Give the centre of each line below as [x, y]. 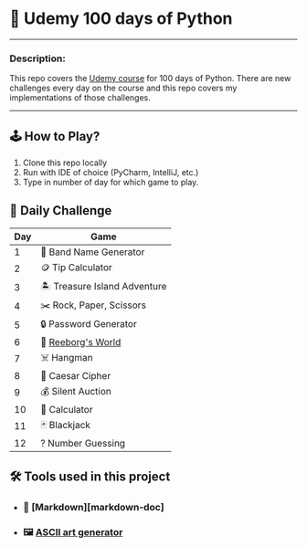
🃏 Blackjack [66, 425]
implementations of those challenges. [80, 98]
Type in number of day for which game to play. [111, 183]
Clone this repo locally [65, 163]
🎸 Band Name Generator [93, 252]
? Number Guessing [83, 443]
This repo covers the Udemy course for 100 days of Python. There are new [150, 79]
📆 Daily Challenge [61, 210]
